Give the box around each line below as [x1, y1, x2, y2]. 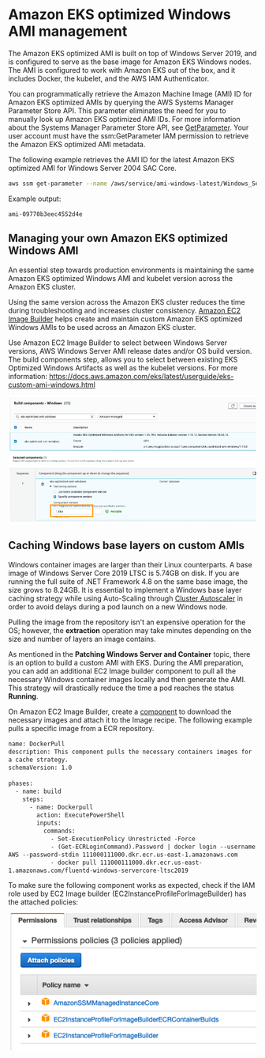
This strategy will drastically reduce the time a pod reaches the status [8, 683, 235, 692]
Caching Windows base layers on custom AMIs [8, 539, 245, 552]
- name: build [15, 787, 62, 795]
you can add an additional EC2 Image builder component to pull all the [8, 666, 237, 676]
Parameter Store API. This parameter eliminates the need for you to [8, 105, 226, 116]
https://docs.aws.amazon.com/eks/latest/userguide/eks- [49, 371, 234, 381]
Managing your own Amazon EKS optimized [8, 232, 229, 245]
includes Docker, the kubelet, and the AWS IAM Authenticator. [8, 74, 210, 83]
